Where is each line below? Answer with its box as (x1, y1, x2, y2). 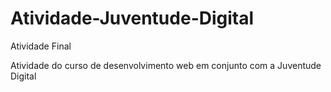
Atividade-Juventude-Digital (10, 7, 255, 30)
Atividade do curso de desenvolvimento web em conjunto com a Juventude (10, 59, 322, 71)
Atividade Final (10, 40, 72, 52)
